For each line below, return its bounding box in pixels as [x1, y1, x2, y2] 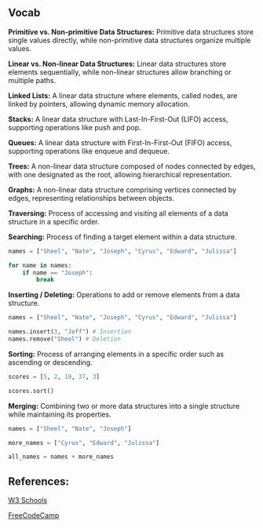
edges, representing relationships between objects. [8, 193, 175, 202]
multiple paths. [8, 75, 57, 85]
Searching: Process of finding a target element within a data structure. [8, 231, 237, 242]
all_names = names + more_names [8, 453, 114, 461]
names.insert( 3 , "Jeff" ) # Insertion [8, 328, 132, 336]
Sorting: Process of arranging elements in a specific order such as [8, 349, 225, 359]
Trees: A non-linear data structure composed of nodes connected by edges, [8, 161, 256, 171]
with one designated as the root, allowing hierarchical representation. [8, 169, 232, 179]
